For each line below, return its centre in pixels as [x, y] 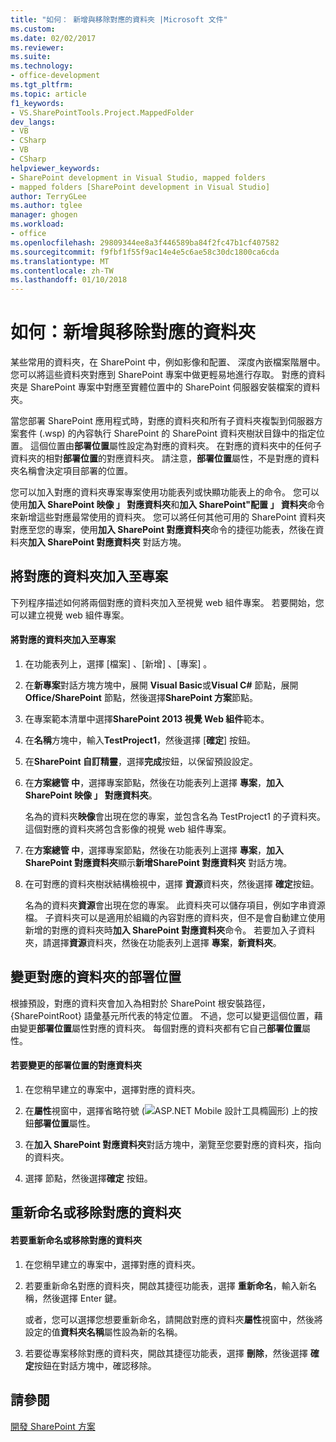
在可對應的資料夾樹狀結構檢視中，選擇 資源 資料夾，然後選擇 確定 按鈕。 [172, 884]
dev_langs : [33, 122]
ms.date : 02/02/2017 [53, 38]
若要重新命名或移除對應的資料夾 [76, 1240]
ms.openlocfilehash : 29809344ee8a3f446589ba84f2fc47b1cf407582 [145, 242]
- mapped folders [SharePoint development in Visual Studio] [140, 187]
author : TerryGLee [48, 196]
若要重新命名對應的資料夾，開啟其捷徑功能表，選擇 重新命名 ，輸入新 [166, 1285]
